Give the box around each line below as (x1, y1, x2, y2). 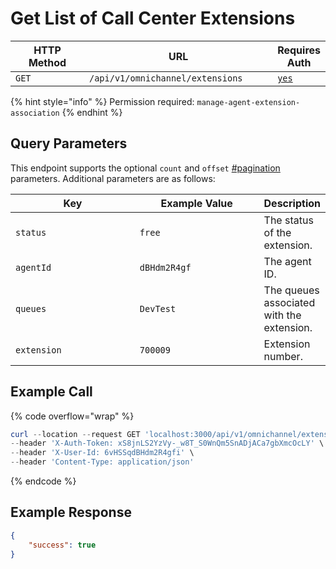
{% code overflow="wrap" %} (10, 410, 135, 422)
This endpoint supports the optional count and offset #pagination (10, 162, 281, 174)
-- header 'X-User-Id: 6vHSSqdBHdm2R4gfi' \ (10, 448, 195, 458)
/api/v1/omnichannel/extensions (88, 72, 243, 84)
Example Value (160, 196, 233, 210)
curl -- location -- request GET (10, 429, 141, 439)
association (10, 108, 60, 118)
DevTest (139, 303, 177, 314)
